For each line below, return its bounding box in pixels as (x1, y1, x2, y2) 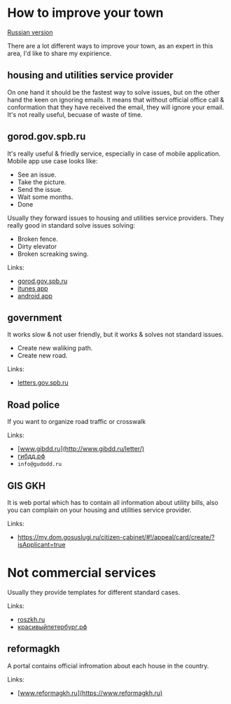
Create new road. (17, 352, 68, 360)
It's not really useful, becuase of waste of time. (7, 110, 143, 118)
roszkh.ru (17, 615, 45, 623)
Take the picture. (17, 177, 66, 186)
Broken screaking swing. (17, 249, 89, 258)
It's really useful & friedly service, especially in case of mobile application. (7, 149, 221, 158)
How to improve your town (7, 5, 164, 21)
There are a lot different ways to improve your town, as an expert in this (7, 41, 213, 50)
